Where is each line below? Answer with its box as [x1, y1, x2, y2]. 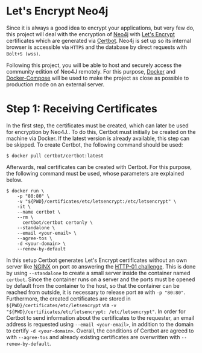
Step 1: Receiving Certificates [6, 102, 158, 116]
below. [6, 176, 23, 183]
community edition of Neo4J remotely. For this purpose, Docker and [6, 68, 176, 75]
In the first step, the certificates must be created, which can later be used [6, 122, 189, 129]
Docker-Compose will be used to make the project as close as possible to [6, 74, 189, 81]
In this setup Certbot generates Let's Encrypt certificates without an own [6, 256, 187, 264]
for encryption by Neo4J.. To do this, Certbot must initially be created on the [6, 128, 196, 135]
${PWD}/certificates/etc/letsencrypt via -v [6, 301, 116, 308]
